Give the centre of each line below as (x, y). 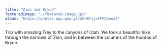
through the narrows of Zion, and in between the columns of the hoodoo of (81, 37)
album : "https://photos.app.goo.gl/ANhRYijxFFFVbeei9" (63, 18)
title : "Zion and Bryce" (31, 9)
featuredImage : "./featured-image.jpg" (46, 14)
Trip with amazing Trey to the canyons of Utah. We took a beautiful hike (78, 33)
